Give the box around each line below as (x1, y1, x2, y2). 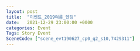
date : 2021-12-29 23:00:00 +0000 (6, 19, 93, 25)
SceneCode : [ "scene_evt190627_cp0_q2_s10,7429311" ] (6, 36, 135, 42)
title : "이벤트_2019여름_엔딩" (6, 14, 77, 20)
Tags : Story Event (6, 30, 51, 36)
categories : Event (6, 25, 51, 31)
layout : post (6, 8, 38, 15)
